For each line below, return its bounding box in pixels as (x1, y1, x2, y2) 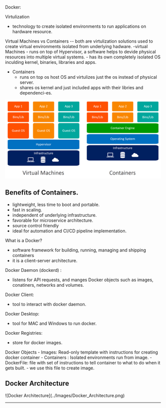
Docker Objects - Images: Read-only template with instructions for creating (5, 349, 158, 355)
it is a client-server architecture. (12, 257, 78, 263)
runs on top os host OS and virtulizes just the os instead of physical (19, 74, 157, 80)
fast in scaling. (12, 206, 42, 212)
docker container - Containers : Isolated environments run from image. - (5, 354, 152, 360)
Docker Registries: (5, 330, 43, 336)
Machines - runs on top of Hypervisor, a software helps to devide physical (5, 49, 157, 54)
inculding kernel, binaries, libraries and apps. (5, 59, 97, 65)
